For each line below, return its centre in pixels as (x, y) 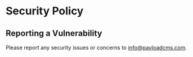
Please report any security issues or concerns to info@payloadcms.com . (96, 47)
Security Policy (45, 11)
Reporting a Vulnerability (54, 33)
